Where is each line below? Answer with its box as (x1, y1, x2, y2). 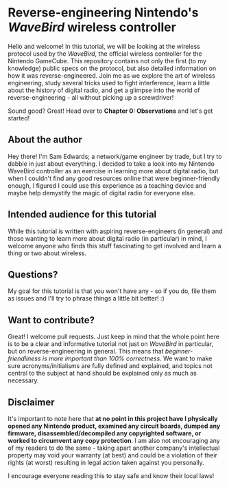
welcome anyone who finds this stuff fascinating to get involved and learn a (8, 241, 221, 250)
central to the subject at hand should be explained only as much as (8, 369, 197, 378)
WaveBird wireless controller (8, 19, 177, 35)
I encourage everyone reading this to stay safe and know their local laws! (8, 472, 215, 479)
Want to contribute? (8, 314, 95, 326)
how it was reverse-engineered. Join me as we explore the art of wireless (8, 71, 215, 80)
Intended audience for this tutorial (8, 208, 157, 221)
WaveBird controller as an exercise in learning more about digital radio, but (8, 166, 219, 175)
